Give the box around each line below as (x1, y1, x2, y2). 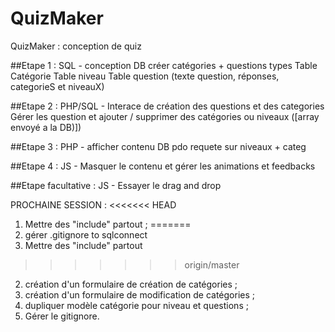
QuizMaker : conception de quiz (10, 40, 142, 52)
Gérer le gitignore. (24, 310, 100, 322)
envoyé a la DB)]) (10, 121, 82, 133)
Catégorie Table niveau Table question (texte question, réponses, (10, 70, 280, 82)
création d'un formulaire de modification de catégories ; (24, 288, 256, 301)
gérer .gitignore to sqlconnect (24, 228, 148, 241)
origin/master (184, 258, 240, 271)
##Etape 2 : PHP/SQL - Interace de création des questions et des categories (10, 100, 325, 112)
